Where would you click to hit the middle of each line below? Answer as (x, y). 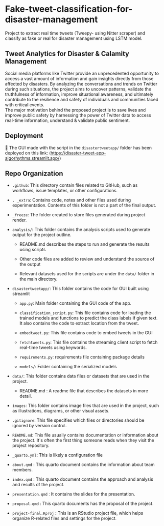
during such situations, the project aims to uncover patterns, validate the (78, 89)
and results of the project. (38, 485)
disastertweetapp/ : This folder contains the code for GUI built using (81, 289)
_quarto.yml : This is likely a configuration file (57, 455)
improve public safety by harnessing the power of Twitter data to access (78, 115)
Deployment (24, 136)
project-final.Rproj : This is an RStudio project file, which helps (78, 513)
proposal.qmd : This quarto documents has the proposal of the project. (83, 504)
